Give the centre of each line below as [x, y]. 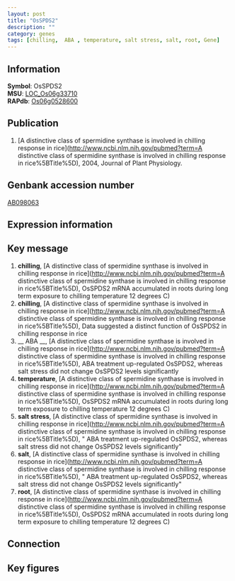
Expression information [60, 224]
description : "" [31, 27]
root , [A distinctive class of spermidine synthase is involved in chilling [119, 491]
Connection [34, 544]
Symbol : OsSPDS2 [35, 86]
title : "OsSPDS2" [33, 21]
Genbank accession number [71, 185]
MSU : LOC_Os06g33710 [42, 94]
